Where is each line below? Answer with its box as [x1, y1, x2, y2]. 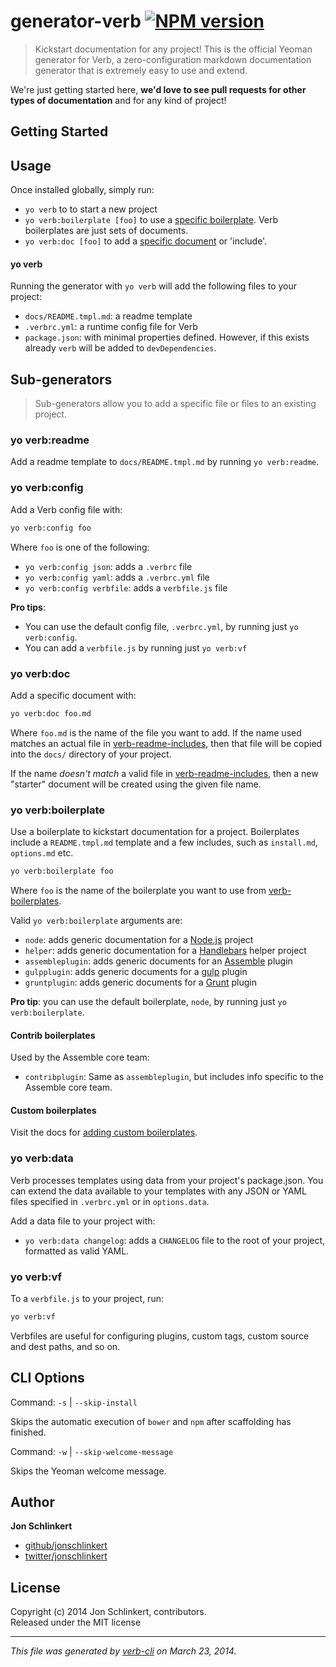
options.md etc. [10, 847, 74, 859]
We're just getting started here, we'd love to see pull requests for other [10, 83, 307, 95]
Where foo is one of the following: [10, 541, 150, 553]
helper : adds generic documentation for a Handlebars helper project [24, 944, 307, 956]
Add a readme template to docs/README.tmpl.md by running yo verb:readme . [10, 456, 320, 468]
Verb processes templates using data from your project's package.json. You [10, 1174, 324, 1186]
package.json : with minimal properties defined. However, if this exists [24, 331, 310, 344]
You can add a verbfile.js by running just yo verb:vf [24, 641, 248, 654]
